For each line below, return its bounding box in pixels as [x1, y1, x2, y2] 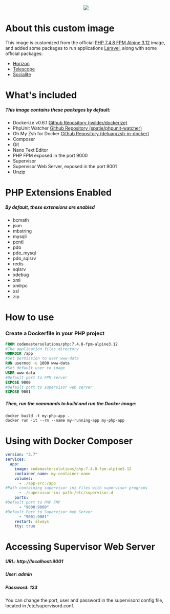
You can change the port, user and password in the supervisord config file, [5, 597, 164, 604]
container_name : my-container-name [14, 471, 91, 476]
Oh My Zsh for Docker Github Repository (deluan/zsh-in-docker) [12, 131, 150, 137]
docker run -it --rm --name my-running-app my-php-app [5, 418, 125, 423]
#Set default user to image [5, 366, 66, 371]
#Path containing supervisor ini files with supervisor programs [5, 485, 147, 491]
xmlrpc [12, 283, 28, 289]
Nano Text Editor [12, 147, 49, 153]
